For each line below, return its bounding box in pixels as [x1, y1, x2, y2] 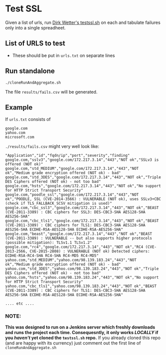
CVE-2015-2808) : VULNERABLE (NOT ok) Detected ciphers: [29, 249, 150, 254]
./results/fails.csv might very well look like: [5, 143, 99, 149]
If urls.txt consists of [5, 117, 51, 122]
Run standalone [5, 67, 55, 75]
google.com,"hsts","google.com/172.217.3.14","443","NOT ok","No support [5, 184, 162, 189]
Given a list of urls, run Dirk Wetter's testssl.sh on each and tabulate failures [5, 19, 161, 25]
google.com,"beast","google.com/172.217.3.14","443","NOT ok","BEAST [5, 232, 153, 237]
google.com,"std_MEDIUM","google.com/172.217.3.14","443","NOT [5, 166, 139, 171]
